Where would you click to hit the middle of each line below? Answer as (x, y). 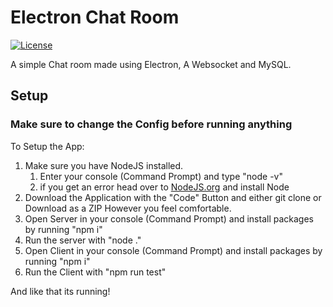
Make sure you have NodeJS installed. (104, 165)
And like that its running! (60, 291)
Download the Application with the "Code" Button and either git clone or (173, 197)
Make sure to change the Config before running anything (151, 124)
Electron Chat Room (95, 17)
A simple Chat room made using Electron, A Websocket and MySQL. (151, 64)
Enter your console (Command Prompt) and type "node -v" (161, 176)
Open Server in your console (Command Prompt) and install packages (169, 218)
